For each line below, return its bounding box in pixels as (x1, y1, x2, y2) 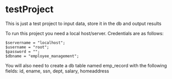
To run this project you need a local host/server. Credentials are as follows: (5, 30, 164, 36)
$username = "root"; (5, 44, 50, 49)
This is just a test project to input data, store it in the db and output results (5, 20, 162, 27)
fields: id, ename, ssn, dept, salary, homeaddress (5, 68, 109, 74)
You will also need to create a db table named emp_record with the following (5, 62, 167, 68)
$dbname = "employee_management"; (5, 54, 80, 59)
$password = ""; (5, 49, 40, 54)
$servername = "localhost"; (5, 40, 66, 45)
